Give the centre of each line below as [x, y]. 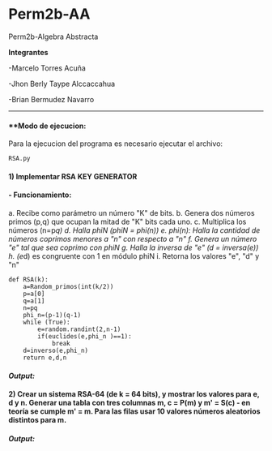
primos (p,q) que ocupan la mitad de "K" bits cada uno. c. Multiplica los [127, 221]
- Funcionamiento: [40, 195]
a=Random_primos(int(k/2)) [68, 286]
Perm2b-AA [49, 14]
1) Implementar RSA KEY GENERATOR [73, 176]
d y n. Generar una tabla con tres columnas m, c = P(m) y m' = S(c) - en [130, 403]
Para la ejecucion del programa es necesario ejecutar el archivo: [116, 144]
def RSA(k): [28, 279]
